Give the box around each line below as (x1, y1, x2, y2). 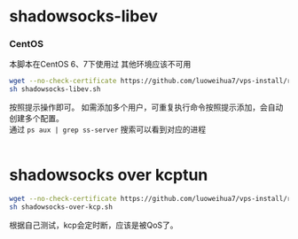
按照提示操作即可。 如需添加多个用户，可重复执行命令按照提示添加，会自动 (9, 102, 284, 112)
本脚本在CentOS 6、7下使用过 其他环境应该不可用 (9, 59, 192, 70)
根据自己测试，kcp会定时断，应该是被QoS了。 (9, 220, 179, 230)
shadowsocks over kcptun (9, 166, 208, 185)
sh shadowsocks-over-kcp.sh (9, 203, 114, 212)
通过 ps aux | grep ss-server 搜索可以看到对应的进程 (9, 124, 207, 135)
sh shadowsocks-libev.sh (9, 85, 101, 94)
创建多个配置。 (9, 113, 64, 124)
